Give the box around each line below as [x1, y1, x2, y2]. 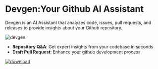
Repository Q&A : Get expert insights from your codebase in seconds [12, 44, 154, 49]
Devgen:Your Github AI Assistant [5, 3, 144, 15]
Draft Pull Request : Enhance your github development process [12, 49, 141, 55]
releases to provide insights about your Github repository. [5, 24, 123, 30]
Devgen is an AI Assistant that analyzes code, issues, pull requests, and [5, 20, 152, 25]
